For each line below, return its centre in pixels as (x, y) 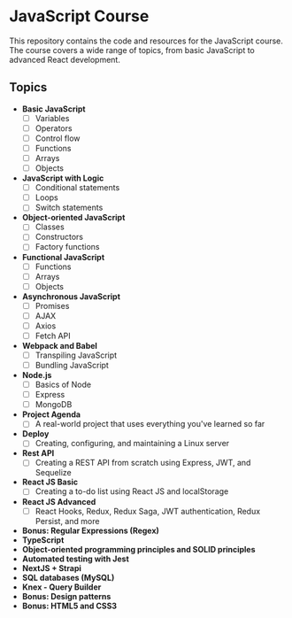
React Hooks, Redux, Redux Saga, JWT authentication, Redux (148, 511)
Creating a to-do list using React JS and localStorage (132, 491)
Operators (54, 128)
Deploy (35, 434)
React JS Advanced (59, 501)
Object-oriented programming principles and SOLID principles (138, 549)
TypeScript (43, 540)
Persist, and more (67, 521)
